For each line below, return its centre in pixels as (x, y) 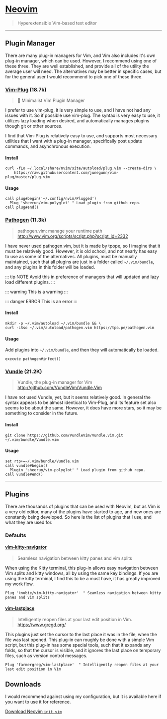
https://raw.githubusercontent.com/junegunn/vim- (67, 173)
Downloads (23, 684)
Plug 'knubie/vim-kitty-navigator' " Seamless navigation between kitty (83, 593)
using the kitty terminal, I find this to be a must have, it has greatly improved (83, 578)
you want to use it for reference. (38, 702)
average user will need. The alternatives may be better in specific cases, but (83, 71)
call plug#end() (22, 207)
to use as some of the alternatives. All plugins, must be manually (71, 256)
